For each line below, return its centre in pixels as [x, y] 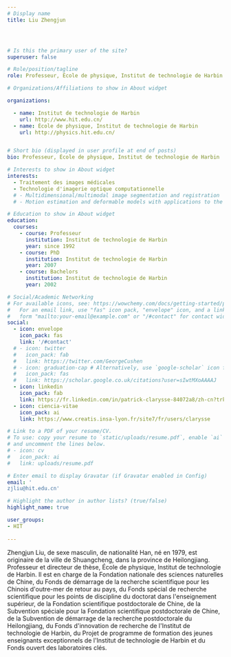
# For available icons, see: [49, 303]
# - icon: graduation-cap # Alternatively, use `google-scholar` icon [117, 367]
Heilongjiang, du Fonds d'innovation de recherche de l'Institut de [99, 625]
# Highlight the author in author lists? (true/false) [87, 501]
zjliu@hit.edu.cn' [33, 489]
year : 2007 [41, 265]
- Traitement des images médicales [64, 182]
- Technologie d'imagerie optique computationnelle [89, 189]
